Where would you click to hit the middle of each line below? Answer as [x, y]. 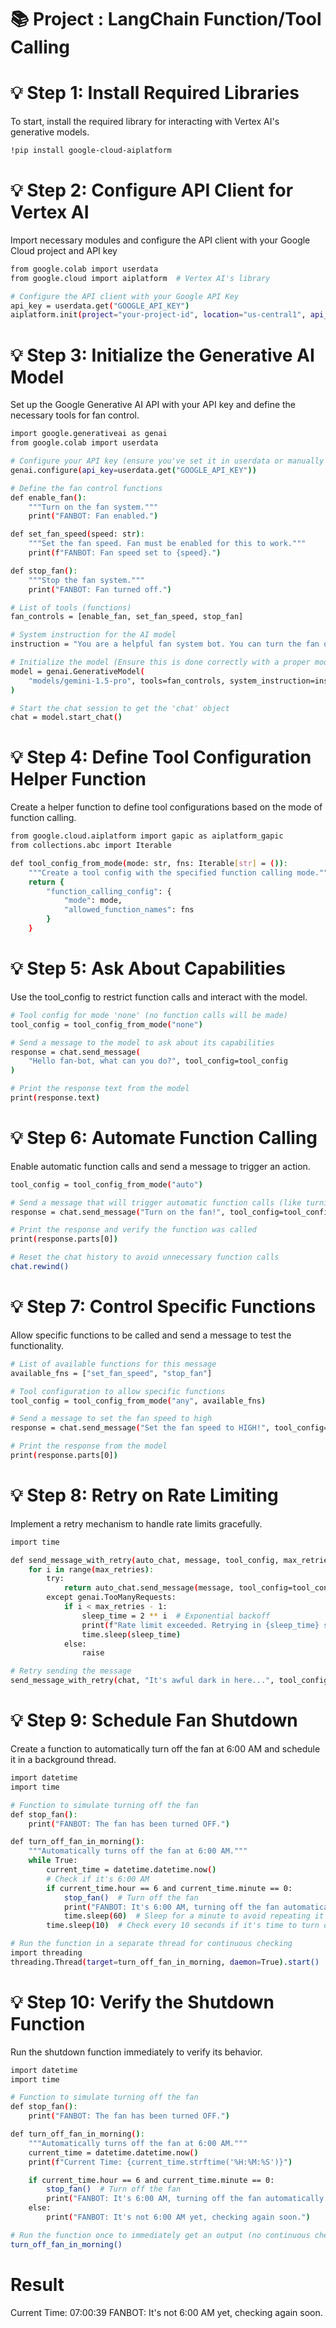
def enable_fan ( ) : [48, 497]
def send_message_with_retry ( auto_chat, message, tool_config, [145, 1560]
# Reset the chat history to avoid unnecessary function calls [145, 1257]
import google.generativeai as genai [89, 434]
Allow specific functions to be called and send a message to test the [151, 1335]
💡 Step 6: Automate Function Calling [164, 1138]
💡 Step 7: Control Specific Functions [163, 1307]
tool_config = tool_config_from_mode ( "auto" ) [106, 1184]
